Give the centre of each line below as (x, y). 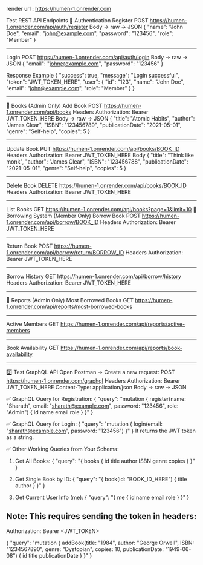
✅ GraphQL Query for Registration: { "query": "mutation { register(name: (96, 399)
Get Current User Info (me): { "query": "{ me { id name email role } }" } (102, 497)
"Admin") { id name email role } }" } (50, 412)
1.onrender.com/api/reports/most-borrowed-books (69, 306)
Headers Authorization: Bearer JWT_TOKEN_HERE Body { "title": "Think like (100, 155)
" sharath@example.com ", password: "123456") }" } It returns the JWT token (101, 431)
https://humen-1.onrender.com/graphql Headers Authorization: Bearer (93, 381)
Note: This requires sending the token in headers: (101, 516)
